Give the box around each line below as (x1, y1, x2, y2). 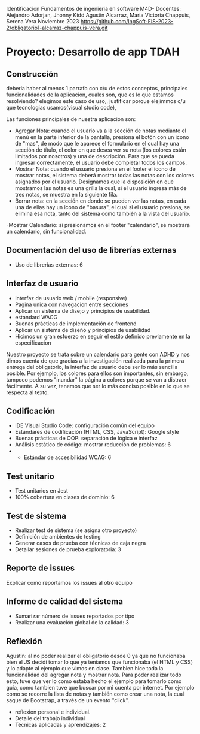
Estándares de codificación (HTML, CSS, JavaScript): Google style (14, 428, 179, 436)
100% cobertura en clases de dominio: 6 (14, 494, 115, 501)
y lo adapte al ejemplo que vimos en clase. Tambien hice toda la (6, 664, 164, 672)
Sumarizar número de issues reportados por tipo (14, 612, 135, 620)
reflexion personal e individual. (14, 708, 91, 715)
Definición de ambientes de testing (14, 533, 101, 540)
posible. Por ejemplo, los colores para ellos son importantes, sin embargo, (6, 370, 189, 377)
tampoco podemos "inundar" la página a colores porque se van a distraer (6, 376, 187, 383)
